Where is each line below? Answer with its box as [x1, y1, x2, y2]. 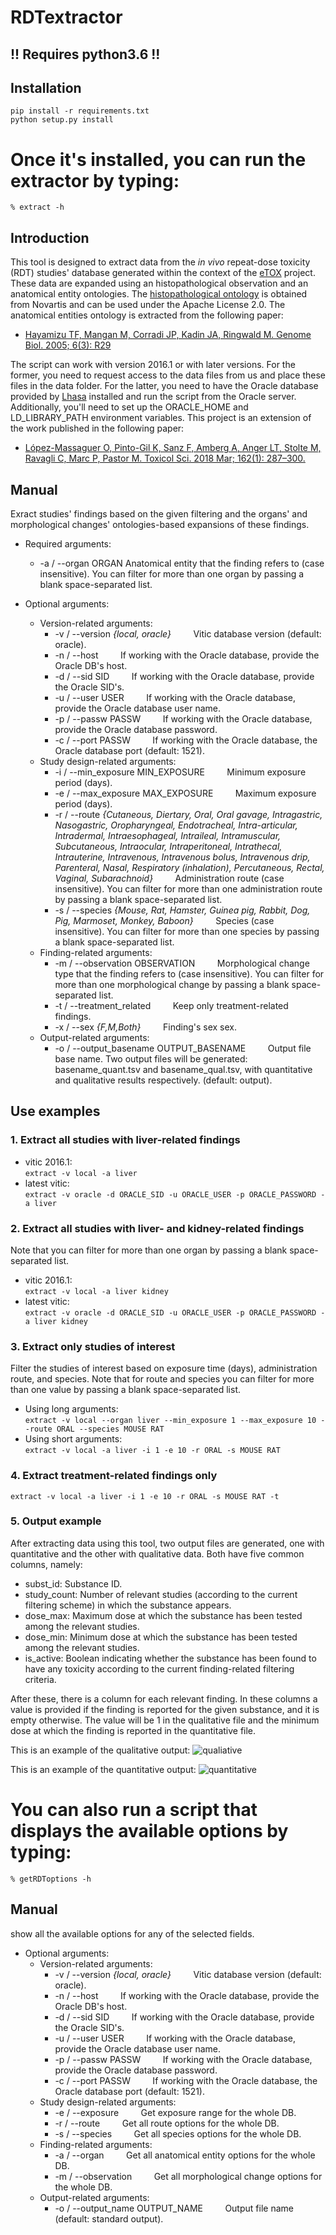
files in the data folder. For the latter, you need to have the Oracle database [10, 380, 319, 392]
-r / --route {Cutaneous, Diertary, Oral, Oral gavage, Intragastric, [54, 808, 323, 820]
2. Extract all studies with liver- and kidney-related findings [10, 1221, 305, 1235]
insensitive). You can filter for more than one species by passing [54, 925, 320, 937]
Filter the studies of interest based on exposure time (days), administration [10, 1362, 318, 1375]
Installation [10, 79, 82, 96]
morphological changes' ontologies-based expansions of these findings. [10, 518, 310, 530]
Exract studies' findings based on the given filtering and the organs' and [10, 507, 308, 520]
